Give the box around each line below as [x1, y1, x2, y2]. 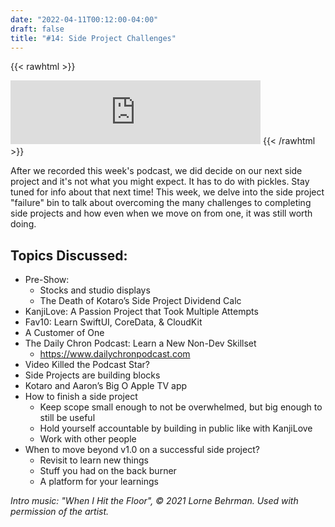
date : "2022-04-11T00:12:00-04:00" [10, 14, 159, 25]
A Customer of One [24, 327, 105, 339]
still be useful [39, 412, 96, 424]
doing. [10, 218, 37, 230]
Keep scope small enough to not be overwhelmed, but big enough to [39, 401, 323, 413]
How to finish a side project [24, 391, 138, 403]
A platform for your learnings [39, 476, 159, 488]
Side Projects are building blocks [24, 369, 161, 381]
